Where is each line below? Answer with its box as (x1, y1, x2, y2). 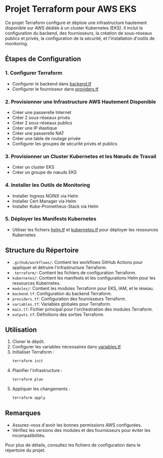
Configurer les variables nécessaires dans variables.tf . (12, 344, 122, 350)
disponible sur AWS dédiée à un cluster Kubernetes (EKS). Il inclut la (5, 25, 143, 30)
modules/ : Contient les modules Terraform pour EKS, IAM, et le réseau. (12, 285, 154, 291)
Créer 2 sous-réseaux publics (12, 119, 72, 126)
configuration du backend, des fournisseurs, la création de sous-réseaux (5, 30, 153, 36)
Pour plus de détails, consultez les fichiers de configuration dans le (5, 442, 141, 448)
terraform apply (12, 396, 46, 401)
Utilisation (5, 326, 37, 334)
